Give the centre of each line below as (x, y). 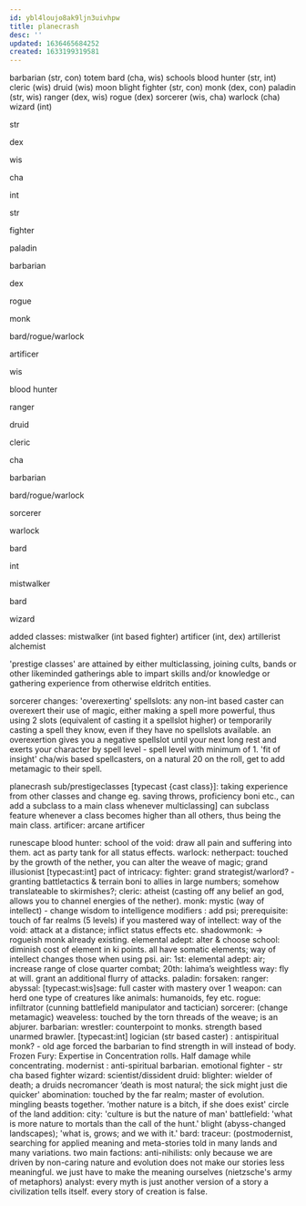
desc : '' (26, 35)
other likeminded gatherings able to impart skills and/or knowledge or (140, 674)
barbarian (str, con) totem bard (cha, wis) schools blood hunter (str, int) (143, 77)
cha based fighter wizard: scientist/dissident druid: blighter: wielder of (141, 1076)
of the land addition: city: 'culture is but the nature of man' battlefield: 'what (151, 1114)
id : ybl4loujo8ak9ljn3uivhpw (65, 18)
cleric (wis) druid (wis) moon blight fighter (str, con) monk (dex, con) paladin (153, 88)
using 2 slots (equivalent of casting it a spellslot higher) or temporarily (141, 720)
